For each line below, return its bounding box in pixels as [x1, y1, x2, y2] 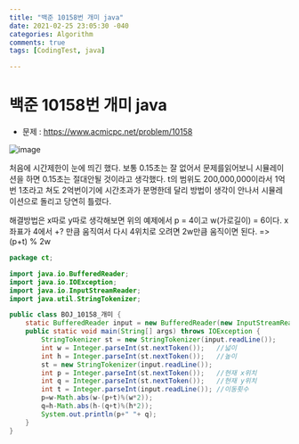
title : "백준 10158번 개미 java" [9, 12, 125, 22]
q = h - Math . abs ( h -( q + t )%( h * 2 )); [41, 402, 153, 411]
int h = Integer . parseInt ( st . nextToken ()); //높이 [41, 351, 238, 361]
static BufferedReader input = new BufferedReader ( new [25, 318, 233, 328]
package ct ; [9, 253, 53, 263]
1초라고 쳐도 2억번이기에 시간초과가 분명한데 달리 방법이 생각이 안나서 [18, 185, 260, 196]
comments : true [9, 37, 66, 47]
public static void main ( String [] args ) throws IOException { [25, 327, 261, 336]
